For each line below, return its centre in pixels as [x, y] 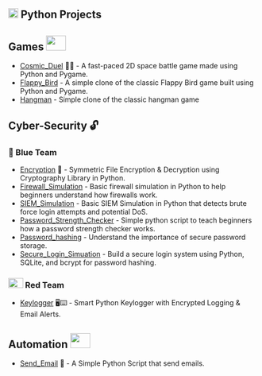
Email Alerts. [40, 314]
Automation [38, 344]
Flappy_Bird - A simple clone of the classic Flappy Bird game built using [137, 83]
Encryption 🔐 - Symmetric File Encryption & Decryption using [119, 169]
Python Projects [61, 15]
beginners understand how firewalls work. [89, 195]
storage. [33, 245]
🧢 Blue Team [33, 152]
